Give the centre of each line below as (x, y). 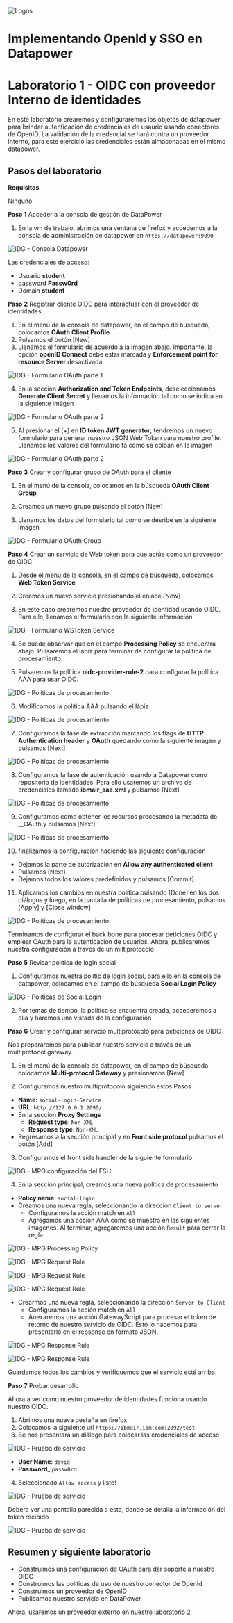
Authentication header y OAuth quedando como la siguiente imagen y (119, 740)
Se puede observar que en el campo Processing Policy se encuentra (117, 644)
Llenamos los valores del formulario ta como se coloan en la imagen (115, 445)
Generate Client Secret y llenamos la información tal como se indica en (120, 395)
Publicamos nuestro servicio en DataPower (79, 1598)
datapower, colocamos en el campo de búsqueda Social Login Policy (117, 983)
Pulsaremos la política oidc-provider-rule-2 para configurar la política (118, 671)
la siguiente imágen (46, 403)
